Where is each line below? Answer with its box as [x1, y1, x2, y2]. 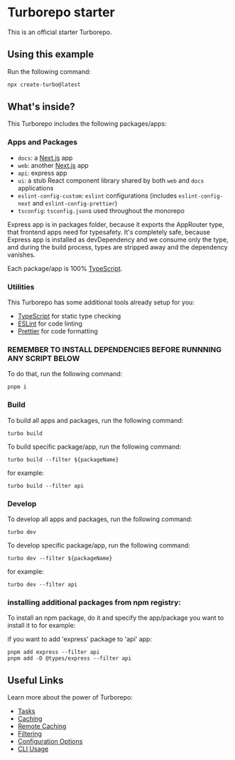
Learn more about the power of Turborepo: [7, 693, 133, 702]
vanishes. [7, 250, 35, 259]
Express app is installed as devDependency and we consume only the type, [7, 235, 229, 244]
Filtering [17, 729, 43, 738]
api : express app [17, 168, 67, 177]
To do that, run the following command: [7, 370, 123, 378]
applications [17, 183, 54, 192]
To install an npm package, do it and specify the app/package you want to [7, 614, 224, 622]
